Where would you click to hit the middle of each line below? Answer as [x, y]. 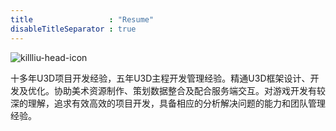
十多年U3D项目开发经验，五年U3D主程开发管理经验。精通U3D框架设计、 [160, 78]
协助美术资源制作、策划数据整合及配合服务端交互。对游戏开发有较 [189, 90]
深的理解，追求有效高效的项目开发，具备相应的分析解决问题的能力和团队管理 [168, 103]
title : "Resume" [82, 19]
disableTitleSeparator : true [73, 29]
